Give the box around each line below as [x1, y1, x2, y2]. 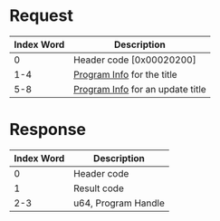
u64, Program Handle [73, 197, 165, 209]
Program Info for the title [73, 68, 178, 81]
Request [9, 5, 74, 26]
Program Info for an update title [73, 82, 206, 95]
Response [9, 120, 87, 140]
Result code [73, 182, 124, 195]
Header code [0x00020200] [73, 53, 196, 66]
